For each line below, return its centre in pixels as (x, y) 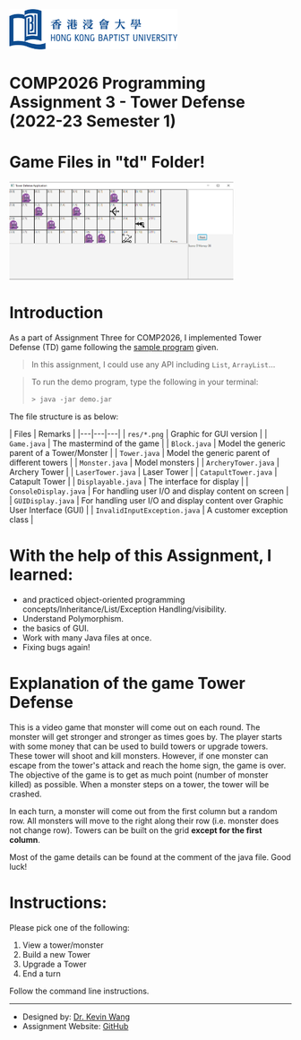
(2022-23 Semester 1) (93, 121)
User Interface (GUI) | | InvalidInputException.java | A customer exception (149, 510)
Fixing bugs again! (56, 647)
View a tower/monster (63, 945)
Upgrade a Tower (54, 964)
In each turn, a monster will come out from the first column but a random (143, 811)
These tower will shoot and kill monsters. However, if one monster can (139, 755)
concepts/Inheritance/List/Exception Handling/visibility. (124, 609)
